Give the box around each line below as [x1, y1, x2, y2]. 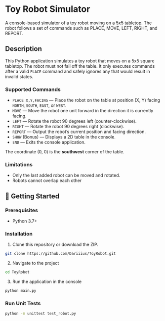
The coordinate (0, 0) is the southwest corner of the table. [5, 149, 124, 155]
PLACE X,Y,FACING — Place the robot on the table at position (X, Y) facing [12, 97, 161, 103]
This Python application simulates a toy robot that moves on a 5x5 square [5, 58, 155, 64]
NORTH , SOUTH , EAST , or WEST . [12, 102, 67, 108]
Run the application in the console [12, 278, 82, 285]
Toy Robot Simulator [5, 3, 90, 15]
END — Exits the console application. [12, 139, 85, 145]
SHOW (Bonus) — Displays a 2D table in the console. [12, 134, 116, 140]
